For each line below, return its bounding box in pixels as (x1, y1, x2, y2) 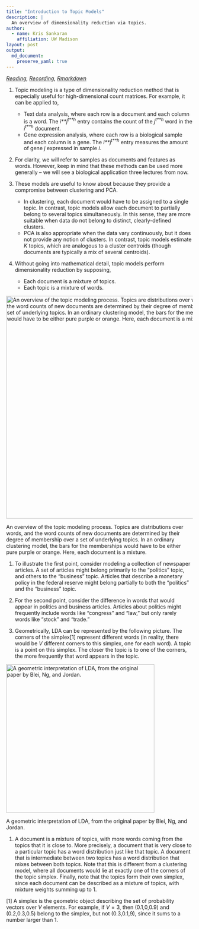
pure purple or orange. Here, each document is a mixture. (6, 548, 147, 556)
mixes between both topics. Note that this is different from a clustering (14, 861, 187, 868)
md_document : (11, 53, 44, 59)
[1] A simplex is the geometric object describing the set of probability (6, 898, 175, 905)
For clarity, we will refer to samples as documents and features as (14, 156, 176, 163)
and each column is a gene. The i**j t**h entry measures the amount (23, 137, 188, 145)
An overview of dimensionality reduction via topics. (11, 20, 147, 26)
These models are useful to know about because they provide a (14, 180, 171, 188)
